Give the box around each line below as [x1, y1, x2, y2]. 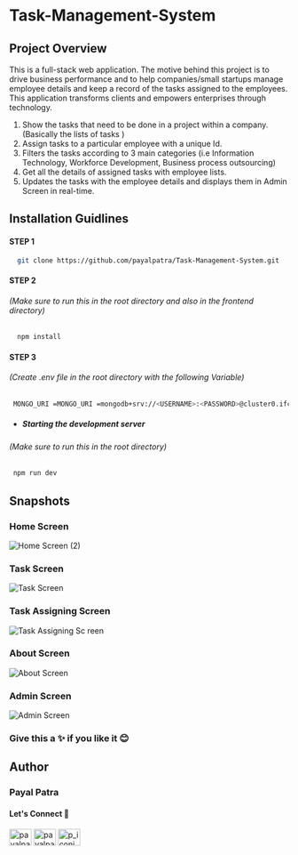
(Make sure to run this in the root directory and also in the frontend [9, 295, 255, 306]
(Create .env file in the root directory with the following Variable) [9, 372, 245, 383]
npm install [17, 333, 62, 342]
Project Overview [9, 41, 107, 56]
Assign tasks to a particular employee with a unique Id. [21, 139, 223, 149]
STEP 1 [9, 236, 35, 246]
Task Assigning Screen [9, 605, 111, 617]
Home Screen [9, 520, 69, 532]
